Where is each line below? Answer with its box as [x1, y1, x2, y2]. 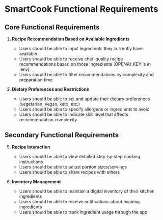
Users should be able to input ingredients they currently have [19, 46, 143, 51]
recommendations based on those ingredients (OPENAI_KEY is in [19, 61, 151, 67]
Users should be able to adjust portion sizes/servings [19, 164, 127, 170]
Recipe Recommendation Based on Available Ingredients [11, 36, 130, 42]
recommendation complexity [19, 117, 77, 122]
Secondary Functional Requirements [4, 131, 119, 139]
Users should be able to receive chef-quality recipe [19, 56, 123, 62]
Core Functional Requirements [4, 23, 100, 31]
